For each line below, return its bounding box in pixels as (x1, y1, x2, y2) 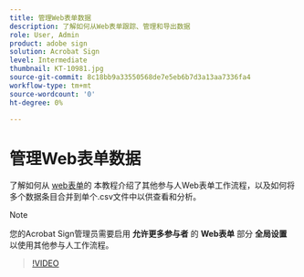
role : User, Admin (9, 30, 79, 39)
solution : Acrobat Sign (9, 47, 100, 56)
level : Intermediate (9, 56, 89, 65)
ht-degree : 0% (9, 97, 64, 108)
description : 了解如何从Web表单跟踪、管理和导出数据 (9, 22, 191, 31)
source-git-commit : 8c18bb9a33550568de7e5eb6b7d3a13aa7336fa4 (9, 73, 251, 82)
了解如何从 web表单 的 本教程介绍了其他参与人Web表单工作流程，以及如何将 (9, 180, 295, 191)
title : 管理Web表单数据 (9, 13, 91, 23)
